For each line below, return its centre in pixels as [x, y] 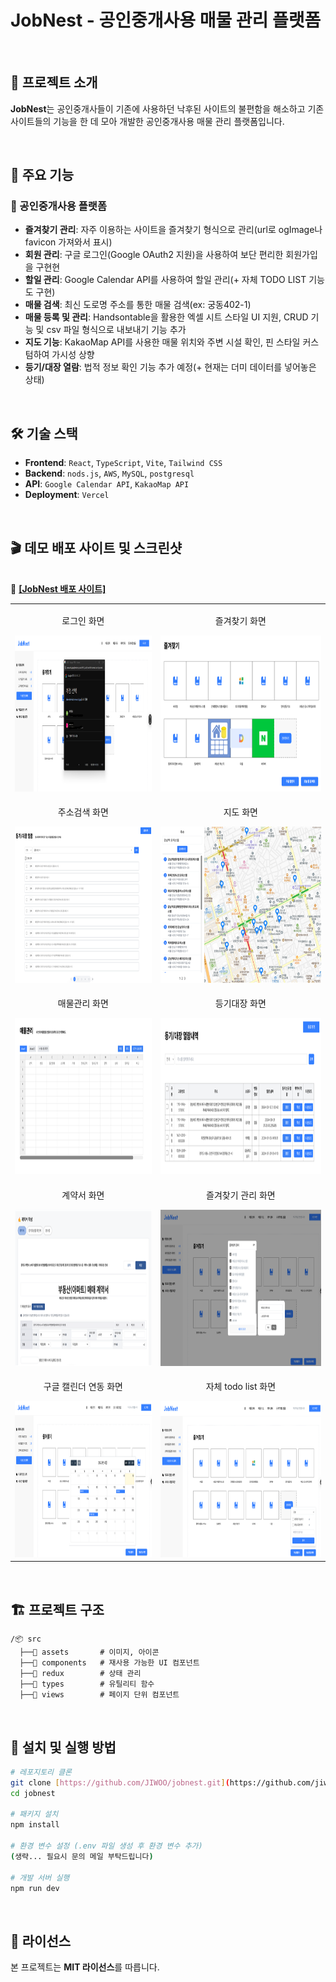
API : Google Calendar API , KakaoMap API [107, 484]
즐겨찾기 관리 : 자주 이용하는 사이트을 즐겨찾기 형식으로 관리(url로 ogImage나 [173, 230]
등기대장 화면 [240, 1003]
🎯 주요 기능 [42, 175]
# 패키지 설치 [34, 1814]
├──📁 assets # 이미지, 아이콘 [89, 1652]
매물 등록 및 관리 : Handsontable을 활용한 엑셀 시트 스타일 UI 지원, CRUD [166, 317]
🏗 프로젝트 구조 [57, 1609]
